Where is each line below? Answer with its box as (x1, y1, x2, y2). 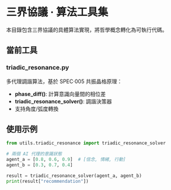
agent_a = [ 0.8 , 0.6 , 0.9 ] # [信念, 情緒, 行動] (6, 157, 126, 163)
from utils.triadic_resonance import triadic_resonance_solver (6, 140, 166, 146)
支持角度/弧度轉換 (14, 105, 59, 112)
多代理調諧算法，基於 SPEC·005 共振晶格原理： (6, 78, 123, 85)
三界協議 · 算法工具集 (6, 5, 109, 19)
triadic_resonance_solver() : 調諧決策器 (14, 97, 112, 104)
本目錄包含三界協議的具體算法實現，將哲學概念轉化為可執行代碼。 (6, 26, 167, 33)
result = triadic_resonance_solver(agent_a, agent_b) (6, 173, 142, 179)
